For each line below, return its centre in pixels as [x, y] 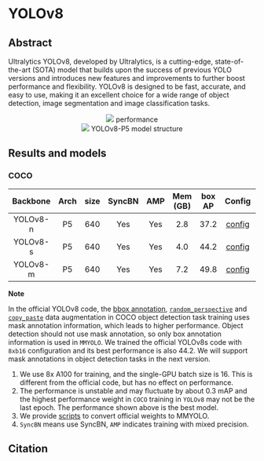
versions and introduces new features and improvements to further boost [126, 78]
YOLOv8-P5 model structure [137, 129]
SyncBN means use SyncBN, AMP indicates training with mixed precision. [134, 424]
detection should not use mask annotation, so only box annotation [115, 334]
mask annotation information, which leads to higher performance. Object [126, 325]
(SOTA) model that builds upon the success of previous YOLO [132, 70]
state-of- [229, 61]
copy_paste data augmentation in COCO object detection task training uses [129, 317]
